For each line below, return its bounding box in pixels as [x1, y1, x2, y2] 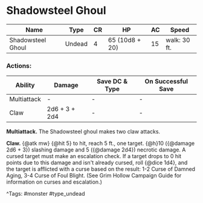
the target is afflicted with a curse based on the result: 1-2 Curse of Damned [6, 165, 195, 173]
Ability [15, 81, 35, 90]
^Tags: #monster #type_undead [6, 190, 85, 198]
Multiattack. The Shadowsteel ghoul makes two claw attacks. [6, 128, 161, 135]
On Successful [144, 77, 188, 85]
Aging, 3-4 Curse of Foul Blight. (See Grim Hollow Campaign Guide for [6, 172, 182, 179]
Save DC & [96, 77, 128, 85]
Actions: [6, 61, 32, 70]
